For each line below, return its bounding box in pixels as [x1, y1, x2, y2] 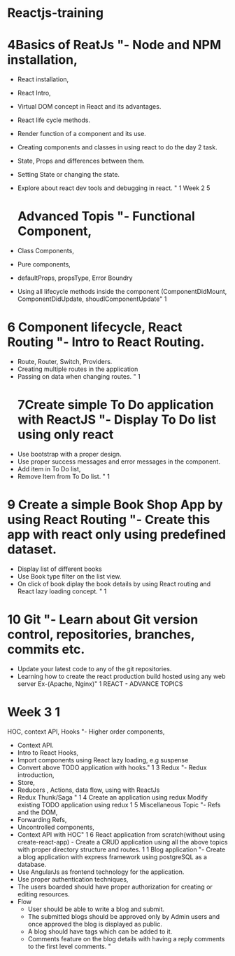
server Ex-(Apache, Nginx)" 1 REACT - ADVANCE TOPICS [17, 679, 183, 688]
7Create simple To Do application [17, 397, 214, 413]
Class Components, [17, 247, 75, 255]
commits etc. [7, 642, 85, 657]
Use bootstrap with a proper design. [17, 450, 122, 458]
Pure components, [17, 260, 71, 269]
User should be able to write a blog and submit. [27, 905, 165, 913]
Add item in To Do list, [17, 464, 81, 473]
